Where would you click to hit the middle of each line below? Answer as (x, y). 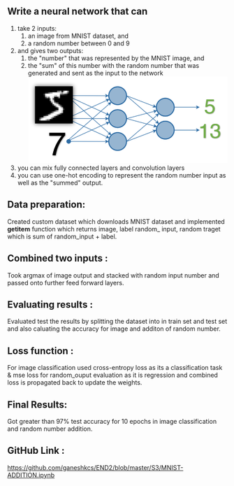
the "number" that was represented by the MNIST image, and (116, 58)
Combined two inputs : (58, 258)
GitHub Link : (36, 451)
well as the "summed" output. (60, 183)
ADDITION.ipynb (31, 475)
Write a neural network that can (78, 12)
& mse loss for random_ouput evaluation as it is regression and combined (113, 375)
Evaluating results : (50, 305)
